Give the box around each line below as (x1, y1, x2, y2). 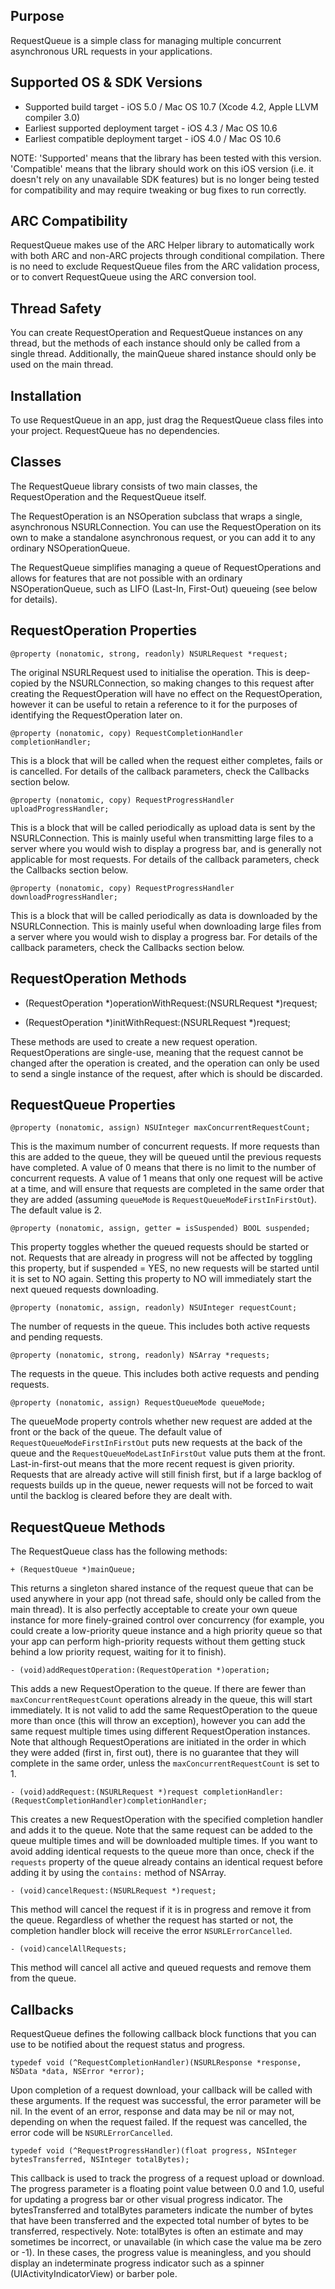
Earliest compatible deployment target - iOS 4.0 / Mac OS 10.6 (24, 132, 282, 144)
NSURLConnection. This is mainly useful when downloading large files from (10, 920, 322, 932)
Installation (10, 387, 82, 404)
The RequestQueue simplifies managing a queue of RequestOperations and (10, 561, 322, 573)
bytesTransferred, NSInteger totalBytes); (10, 2154, 190, 2164)
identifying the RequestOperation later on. (10, 709, 183, 721)
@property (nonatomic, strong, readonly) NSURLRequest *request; (10, 649, 288, 659)
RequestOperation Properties (10, 622, 197, 639)
